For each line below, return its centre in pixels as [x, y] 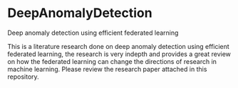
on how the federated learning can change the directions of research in [112, 61]
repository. [23, 77]
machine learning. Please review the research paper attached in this [107, 69]
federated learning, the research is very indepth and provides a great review [119, 54]
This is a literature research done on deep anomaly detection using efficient [118, 46]
